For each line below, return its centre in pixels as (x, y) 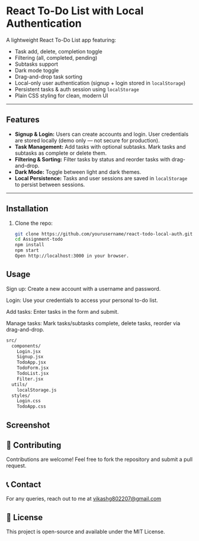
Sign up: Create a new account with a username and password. (84, 288)
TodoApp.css (31, 407)
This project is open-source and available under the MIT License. (86, 532)
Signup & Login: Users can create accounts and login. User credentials (102, 134)
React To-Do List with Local (75, 11)
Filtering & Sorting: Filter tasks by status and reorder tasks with (92, 159)
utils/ (20, 384)
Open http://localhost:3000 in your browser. (72, 256)
